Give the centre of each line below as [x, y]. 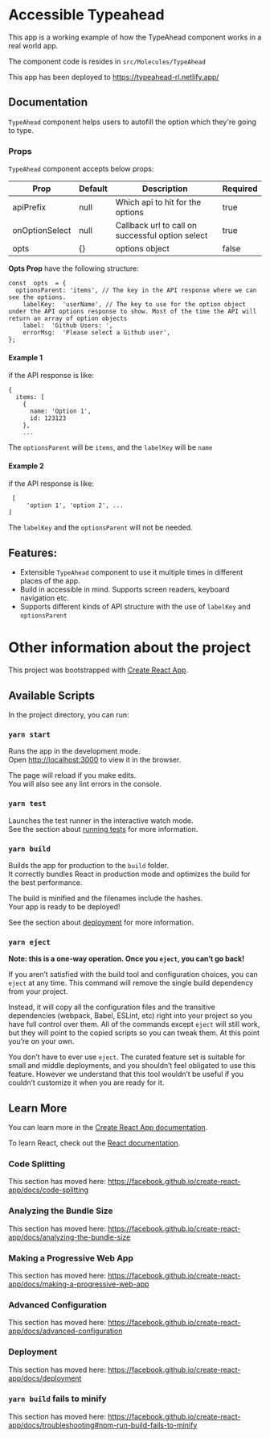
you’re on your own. [41, 1041]
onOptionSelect [42, 231]
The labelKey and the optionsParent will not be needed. [100, 528]
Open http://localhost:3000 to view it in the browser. [95, 760]
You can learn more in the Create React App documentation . [108, 1128]
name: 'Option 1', [60, 411]
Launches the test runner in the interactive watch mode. [101, 821]
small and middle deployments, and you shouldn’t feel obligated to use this [132, 1066]
